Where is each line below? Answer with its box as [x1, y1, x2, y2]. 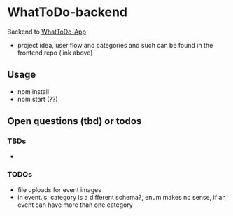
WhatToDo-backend [7, 4, 128, 20]
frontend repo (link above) [17, 48, 93, 57]
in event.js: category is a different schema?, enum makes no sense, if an [17, 193, 226, 201]
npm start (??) [17, 95, 58, 103]
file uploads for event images [17, 185, 101, 194]
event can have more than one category [17, 201, 133, 209]
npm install [17, 87, 50, 95]
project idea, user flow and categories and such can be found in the [17, 41, 213, 49]
